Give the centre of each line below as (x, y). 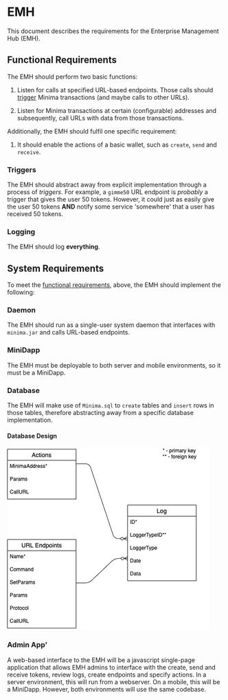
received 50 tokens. (35, 214)
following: (21, 293)
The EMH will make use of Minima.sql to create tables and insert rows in (111, 405)
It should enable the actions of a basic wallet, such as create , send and (117, 145)
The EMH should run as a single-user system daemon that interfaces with (111, 325)
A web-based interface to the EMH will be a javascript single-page (101, 660)
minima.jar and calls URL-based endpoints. (69, 332)
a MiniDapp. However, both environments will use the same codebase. (106, 689)
